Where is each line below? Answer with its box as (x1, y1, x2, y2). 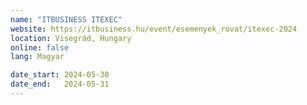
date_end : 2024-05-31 (10, 79, 110, 90)
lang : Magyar (10, 52, 65, 62)
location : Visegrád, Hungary (10, 33, 132, 43)
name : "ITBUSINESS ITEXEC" (10, 14, 123, 25)
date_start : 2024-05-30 (10, 70, 110, 80)
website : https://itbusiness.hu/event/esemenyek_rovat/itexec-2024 (10, 24, 298, 34)
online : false (10, 42, 70, 53)
